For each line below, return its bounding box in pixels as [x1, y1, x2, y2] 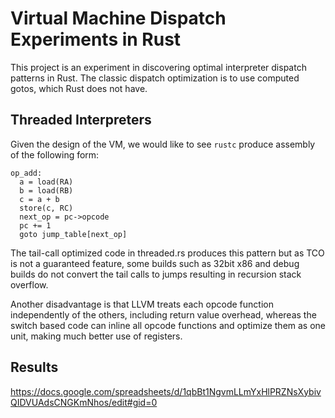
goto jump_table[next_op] [19, 229, 128, 239]
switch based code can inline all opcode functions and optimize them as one [10, 319, 327, 331]
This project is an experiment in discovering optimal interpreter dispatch [10, 61, 307, 73]
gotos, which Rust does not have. [10, 82, 148, 94]
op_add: [10, 168, 43, 178]
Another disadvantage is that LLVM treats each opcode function [10, 298, 274, 310]
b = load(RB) [19, 185, 74, 196]
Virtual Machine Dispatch [10, 7, 227, 30]
